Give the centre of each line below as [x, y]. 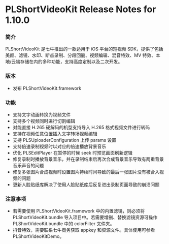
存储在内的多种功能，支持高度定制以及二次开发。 [71, 62]
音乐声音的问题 [28, 166]
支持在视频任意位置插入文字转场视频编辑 [55, 134]
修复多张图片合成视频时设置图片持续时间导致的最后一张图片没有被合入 [86, 172]
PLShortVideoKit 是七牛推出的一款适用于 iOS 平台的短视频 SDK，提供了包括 [84, 49]
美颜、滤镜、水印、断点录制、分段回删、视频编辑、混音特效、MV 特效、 [81, 55]
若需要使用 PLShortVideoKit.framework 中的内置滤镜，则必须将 [79, 211]
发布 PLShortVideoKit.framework [47, 88]
